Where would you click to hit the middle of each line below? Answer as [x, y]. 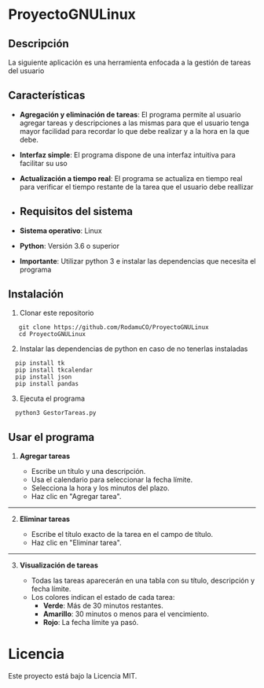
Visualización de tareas [59, 565]
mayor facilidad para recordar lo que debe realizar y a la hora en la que [134, 131]
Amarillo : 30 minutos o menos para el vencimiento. [126, 614]
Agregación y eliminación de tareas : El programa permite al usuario [130, 114]
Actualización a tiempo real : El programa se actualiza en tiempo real [131, 178]
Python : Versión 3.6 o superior [70, 246]
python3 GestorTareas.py [56, 413]
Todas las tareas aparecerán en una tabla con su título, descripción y [143, 581]
